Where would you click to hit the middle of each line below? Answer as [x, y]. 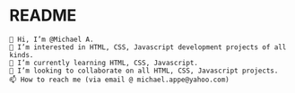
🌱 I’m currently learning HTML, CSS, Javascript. [104, 63]
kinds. [22, 55]
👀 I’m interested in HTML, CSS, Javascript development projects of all [148, 47]
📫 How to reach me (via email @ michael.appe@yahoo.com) [120, 80]
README [43, 16]
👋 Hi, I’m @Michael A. [52, 39]
